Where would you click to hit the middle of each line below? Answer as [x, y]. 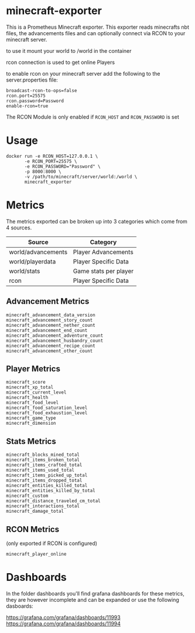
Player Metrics [33, 369]
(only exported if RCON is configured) [52, 543]
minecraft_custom [27, 496]
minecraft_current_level [36, 392]
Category [103, 242]
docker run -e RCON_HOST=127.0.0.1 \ [52, 156]
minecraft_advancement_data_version [51, 315]
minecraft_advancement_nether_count [51, 325]
